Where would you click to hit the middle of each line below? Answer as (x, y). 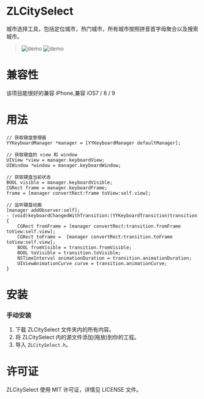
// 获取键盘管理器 (26, 137)
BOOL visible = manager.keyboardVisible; (60, 182)
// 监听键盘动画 (24, 205)
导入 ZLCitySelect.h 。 (43, 345)
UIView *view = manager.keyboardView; (55, 160)
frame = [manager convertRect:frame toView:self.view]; (79, 193)
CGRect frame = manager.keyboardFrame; (57, 188)
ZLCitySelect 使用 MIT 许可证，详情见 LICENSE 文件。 (74, 390)
